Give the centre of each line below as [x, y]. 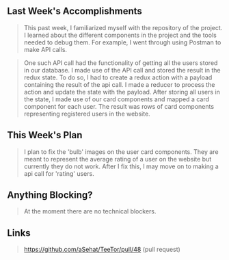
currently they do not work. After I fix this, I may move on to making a [121, 166]
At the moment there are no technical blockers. [90, 211]
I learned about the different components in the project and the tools [120, 35]
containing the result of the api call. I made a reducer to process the [119, 84]
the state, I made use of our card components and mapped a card [117, 99]
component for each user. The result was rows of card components [119, 106]
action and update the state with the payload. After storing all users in [122, 92]
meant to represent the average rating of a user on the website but [118, 159]
